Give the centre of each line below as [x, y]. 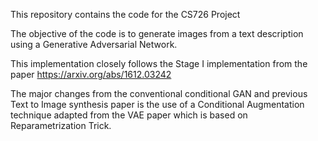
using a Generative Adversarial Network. [94, 44]
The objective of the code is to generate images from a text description [157, 33]
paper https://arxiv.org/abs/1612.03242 [91, 74]
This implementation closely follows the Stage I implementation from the [159, 63]
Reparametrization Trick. [61, 125]
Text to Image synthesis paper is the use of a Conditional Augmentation [157, 104]
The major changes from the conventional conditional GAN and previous [159, 93]
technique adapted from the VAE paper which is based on [129, 115]
